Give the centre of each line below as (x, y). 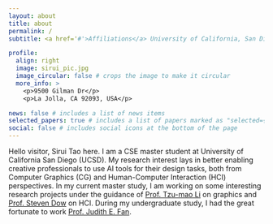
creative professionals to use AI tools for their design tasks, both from (125, 168)
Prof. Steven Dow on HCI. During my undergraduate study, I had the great (131, 203)
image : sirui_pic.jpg (52, 69)
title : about (30, 24)
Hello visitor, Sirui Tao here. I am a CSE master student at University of (126, 151)
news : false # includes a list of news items (87, 113)
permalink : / (30, 31)
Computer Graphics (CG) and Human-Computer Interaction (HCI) (117, 177)
